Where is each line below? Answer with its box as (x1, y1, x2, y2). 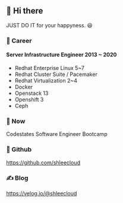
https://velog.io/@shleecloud (6, 189, 77, 196)
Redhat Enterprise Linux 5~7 (14, 64, 85, 71)
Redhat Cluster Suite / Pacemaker (14, 71, 98, 78)
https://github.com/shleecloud (6, 158, 80, 166)
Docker (14, 83, 33, 90)
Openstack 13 (14, 90, 49, 97)
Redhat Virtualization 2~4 (14, 77, 78, 84)
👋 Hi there (6, 6, 43, 16)
